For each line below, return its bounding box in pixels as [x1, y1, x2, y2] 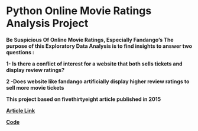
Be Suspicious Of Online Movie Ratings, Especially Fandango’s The [6, 36, 174, 43]
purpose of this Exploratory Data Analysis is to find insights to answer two [6, 42, 193, 50]
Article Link [6, 107, 35, 114]
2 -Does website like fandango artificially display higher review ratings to [6, 78, 190, 85]
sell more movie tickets [6, 84, 64, 91]
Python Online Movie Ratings [6, 4, 152, 18]
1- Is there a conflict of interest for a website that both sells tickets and [6, 60, 183, 67]
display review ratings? [6, 66, 65, 73]
